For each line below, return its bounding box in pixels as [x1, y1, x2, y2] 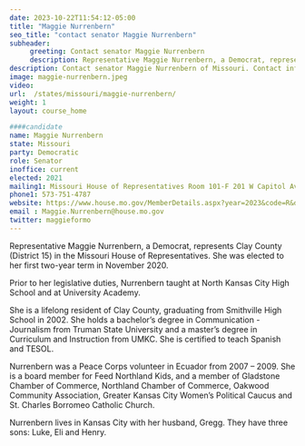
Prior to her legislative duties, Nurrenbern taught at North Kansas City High [9, 277, 290, 288]
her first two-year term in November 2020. [9, 260, 170, 271]
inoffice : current [9, 164, 79, 173]
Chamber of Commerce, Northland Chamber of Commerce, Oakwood [9, 380, 270, 391]
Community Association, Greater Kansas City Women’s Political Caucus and [9, 390, 293, 401]
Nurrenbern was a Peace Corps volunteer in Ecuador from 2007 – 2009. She [9, 361, 296, 372]
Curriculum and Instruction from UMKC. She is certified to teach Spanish [9, 333, 281, 344]
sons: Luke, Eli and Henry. [9, 426, 107, 437]
